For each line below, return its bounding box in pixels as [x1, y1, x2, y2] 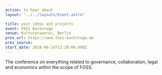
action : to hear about [5, 7, 53, 13]
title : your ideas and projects [5, 21, 73, 26]
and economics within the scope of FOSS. [5, 64, 93, 70]
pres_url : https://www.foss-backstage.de [5, 35, 94, 41]
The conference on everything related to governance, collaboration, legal [5, 59, 158, 65]
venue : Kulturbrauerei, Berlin [5, 31, 71, 36]
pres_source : [5, 40, 33, 46]
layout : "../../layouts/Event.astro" [5, 12, 85, 17]
